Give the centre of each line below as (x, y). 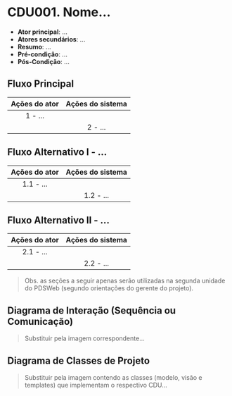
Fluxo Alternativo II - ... (59, 220)
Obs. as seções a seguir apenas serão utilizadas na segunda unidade (125, 281)
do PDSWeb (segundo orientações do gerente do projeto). (109, 288)
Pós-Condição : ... (44, 61)
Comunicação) (40, 321)
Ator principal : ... (43, 32)
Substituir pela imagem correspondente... (85, 338)
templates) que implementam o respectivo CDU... (96, 385)
